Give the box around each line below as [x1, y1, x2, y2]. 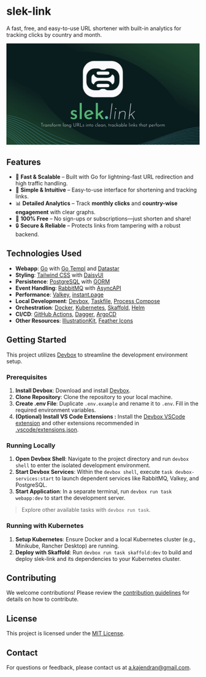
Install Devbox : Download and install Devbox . [15, 387, 131, 394]
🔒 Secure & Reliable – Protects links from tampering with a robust [15, 222, 181, 230]
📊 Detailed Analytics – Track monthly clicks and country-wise [15, 199, 178, 207]
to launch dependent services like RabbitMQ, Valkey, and [55, 474, 199, 482]
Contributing [6, 573, 56, 583]
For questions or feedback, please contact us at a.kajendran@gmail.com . [6, 664, 191, 671]
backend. [15, 231, 39, 238]
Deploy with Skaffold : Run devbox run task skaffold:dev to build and [15, 548, 193, 556]
